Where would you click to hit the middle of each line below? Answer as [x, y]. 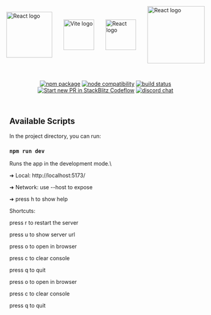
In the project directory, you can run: [55, 136]
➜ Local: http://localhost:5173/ [47, 176]
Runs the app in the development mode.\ [60, 164]
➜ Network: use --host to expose [51, 187]
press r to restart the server [44, 223]
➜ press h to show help [39, 199]
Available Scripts [42, 121]
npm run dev [27, 151]
